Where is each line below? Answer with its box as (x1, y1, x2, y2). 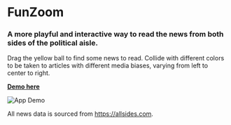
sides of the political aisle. (7, 38, 98, 48)
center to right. (7, 69, 50, 77)
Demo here (7, 82, 40, 91)
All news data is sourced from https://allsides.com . (7, 110, 154, 118)
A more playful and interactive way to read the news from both (7, 29, 224, 39)
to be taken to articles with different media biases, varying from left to (7, 61, 209, 70)
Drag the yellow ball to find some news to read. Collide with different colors (7, 54, 225, 63)
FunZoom (7, 4, 64, 20)
